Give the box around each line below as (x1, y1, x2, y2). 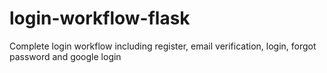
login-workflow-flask (9, 7, 191, 30)
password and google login (9, 50, 122, 62)
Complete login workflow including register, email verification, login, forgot (9, 40, 317, 52)
